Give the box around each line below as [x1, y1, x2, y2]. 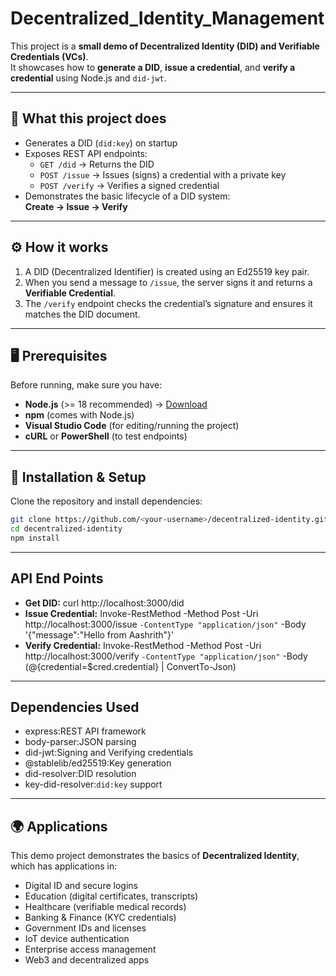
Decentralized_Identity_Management [10, 7, 325, 30]
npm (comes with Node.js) [24, 409, 135, 421]
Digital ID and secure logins [24, 880, 138, 892]
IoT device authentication [24, 933, 130, 945]
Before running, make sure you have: [10, 379, 163, 391]
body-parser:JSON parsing [24, 736, 137, 748]
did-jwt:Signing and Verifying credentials [24, 747, 194, 759]
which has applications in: [10, 860, 118, 872]
